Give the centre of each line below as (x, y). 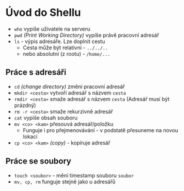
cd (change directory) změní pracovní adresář (69, 86)
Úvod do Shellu (43, 13)
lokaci (30, 136)
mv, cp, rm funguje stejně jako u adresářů (65, 182)
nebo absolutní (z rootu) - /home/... (66, 53)
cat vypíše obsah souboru (46, 118)
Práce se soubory (39, 161)
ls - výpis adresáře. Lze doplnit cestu (59, 41)
